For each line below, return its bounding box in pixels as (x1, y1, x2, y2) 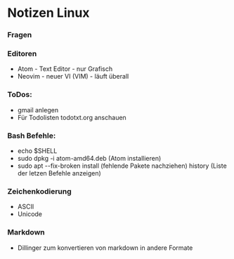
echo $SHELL (17, 147, 58, 155)
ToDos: (7, 90, 33, 100)
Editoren (7, 49, 37, 59)
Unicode (17, 210, 43, 218)
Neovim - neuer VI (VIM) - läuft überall (17, 72, 129, 81)
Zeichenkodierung (7, 186, 72, 196)
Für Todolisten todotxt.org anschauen (17, 113, 126, 121)
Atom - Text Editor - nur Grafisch (17, 65, 113, 73)
